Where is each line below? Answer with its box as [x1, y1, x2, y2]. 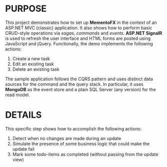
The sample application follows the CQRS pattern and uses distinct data [5, 76, 153, 82]
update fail [12, 146, 35, 152]
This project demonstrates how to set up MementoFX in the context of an [5, 19, 157, 25]
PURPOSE [5, 3, 47, 14]
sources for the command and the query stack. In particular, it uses [5, 81, 143, 87]
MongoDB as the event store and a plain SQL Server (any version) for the [5, 86, 156, 92]
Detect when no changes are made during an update [12, 135, 121, 141]
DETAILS [5, 109, 42, 121]
